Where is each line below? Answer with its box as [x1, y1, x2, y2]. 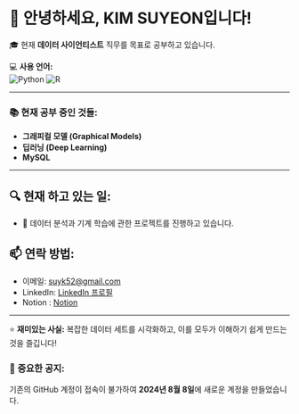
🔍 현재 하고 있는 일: [9, 188, 111, 203]
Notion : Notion [21, 296, 78, 308]
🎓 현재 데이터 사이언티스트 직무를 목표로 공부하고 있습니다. [9, 39, 215, 50]
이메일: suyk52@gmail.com [21, 276, 122, 286]
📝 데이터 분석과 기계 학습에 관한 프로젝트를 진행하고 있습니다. [21, 218, 234, 228]
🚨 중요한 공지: [9, 362, 65, 375]
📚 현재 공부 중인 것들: [9, 106, 98, 119]
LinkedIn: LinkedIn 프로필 [21, 286, 113, 297]
